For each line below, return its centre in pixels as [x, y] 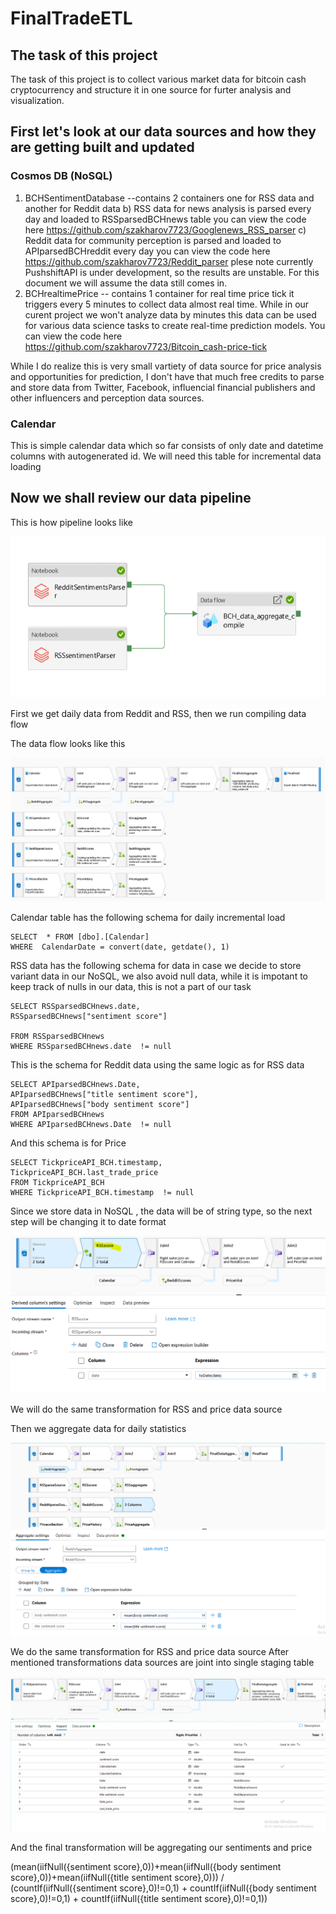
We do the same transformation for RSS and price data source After [150, 1652]
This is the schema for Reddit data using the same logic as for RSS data [157, 1064]
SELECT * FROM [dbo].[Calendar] [80, 937]
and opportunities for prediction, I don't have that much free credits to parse [167, 376]
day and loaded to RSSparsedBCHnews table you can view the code [165, 219]
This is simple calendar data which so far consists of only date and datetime [167, 445]
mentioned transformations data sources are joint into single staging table [162, 1663]
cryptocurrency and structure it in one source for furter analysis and [151, 90]
